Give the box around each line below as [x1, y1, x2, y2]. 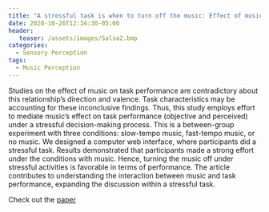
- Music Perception [15, 64, 81, 72]
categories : [8, 42, 48, 50]
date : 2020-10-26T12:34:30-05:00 [8, 19, 120, 27]
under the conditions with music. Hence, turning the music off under [8, 154, 234, 163]
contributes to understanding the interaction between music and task [8, 170, 236, 180]
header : [8, 26, 34, 34]
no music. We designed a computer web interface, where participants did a [8, 137, 257, 146]
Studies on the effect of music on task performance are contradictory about [8, 86, 259, 95]
